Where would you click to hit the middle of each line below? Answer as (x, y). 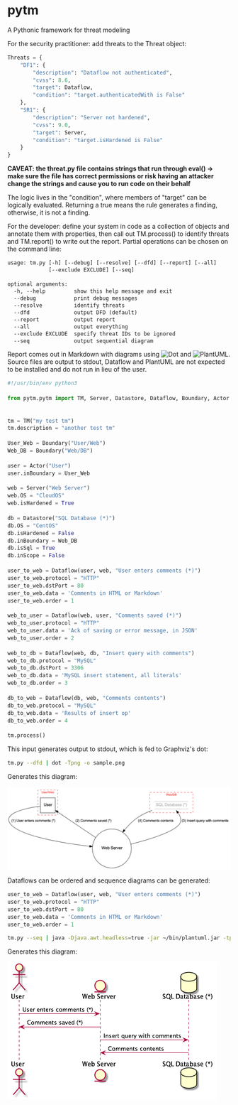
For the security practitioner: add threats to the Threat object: (97, 43)
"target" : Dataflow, (63, 87)
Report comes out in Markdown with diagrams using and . (119, 355)
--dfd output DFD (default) (76, 313)
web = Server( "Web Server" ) (49, 488)
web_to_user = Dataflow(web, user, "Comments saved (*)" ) (95, 616)
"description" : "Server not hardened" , (92, 117)
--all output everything (71, 327)
